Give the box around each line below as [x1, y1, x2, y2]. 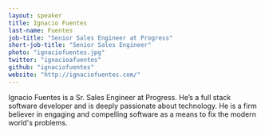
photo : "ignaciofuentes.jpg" [8, 48, 105, 56]
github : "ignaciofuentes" [8, 64, 94, 71]
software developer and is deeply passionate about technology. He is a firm [8, 101, 257, 110]
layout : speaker [8, 11, 62, 20]
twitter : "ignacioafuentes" [8, 56, 102, 64]
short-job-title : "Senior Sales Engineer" [8, 41, 152, 49]
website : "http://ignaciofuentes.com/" [8, 71, 141, 79]
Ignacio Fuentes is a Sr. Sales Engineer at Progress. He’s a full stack [8, 92, 231, 102]
